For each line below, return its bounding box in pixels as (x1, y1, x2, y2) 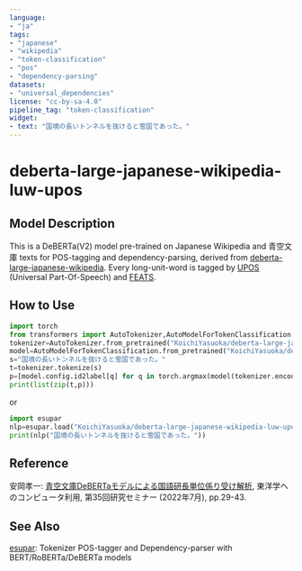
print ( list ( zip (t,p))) (9, 380, 94, 389)
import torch (9, 322, 58, 331)
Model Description (9, 215, 115, 231)
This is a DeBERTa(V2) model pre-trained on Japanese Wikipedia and (9, 240, 267, 251)
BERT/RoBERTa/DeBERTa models (9, 552, 132, 563)
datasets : (9, 80, 47, 89)
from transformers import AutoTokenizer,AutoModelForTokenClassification (9, 330, 292, 339)
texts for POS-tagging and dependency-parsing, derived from (19, 252, 249, 262)
